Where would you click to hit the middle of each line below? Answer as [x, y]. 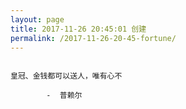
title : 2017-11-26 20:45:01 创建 [78, 29]
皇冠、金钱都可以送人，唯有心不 [66, 76]
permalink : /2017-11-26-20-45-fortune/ [93, 38]
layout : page [37, 19]
